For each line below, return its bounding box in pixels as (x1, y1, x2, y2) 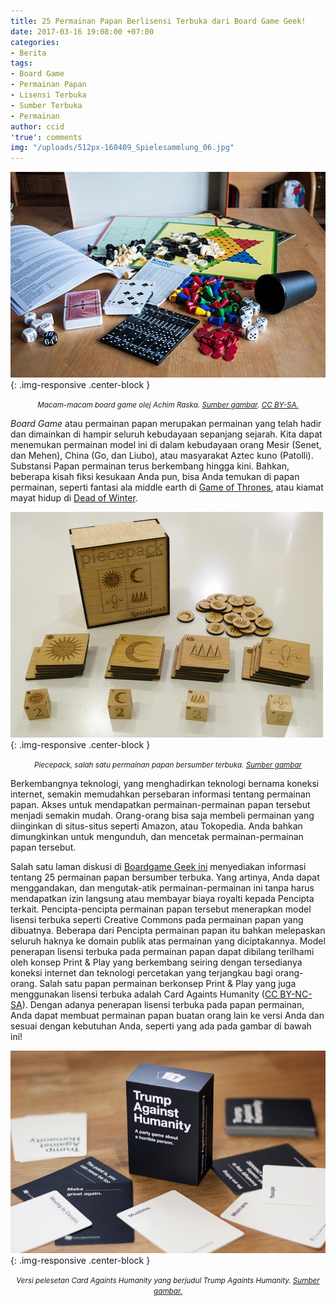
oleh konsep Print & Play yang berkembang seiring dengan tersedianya (10, 956, 303, 968)
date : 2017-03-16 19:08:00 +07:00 (10, 26, 155, 37)
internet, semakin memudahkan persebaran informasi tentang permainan (10, 788, 312, 800)
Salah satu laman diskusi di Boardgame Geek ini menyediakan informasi (10, 860, 307, 872)
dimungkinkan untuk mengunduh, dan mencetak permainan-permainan (10, 830, 304, 842)
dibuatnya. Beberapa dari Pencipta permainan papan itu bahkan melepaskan (10, 924, 326, 936)
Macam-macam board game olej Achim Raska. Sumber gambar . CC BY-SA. (37, 400, 299, 410)
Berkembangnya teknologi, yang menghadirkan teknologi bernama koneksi (10, 777, 320, 789)
